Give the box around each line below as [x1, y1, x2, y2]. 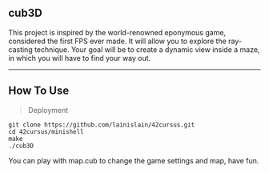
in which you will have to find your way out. [8, 53, 151, 62]
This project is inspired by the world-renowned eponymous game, [8, 27, 227, 37]
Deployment [27, 105, 69, 115]
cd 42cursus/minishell [8, 127, 84, 135]
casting [8, 44, 34, 54]
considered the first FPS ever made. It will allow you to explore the [8, 36, 227, 46]
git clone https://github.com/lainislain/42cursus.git [8, 120, 195, 129]
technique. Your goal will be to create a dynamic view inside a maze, [34, 44, 260, 54]
